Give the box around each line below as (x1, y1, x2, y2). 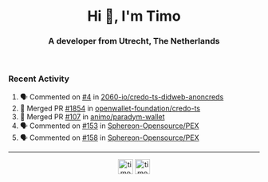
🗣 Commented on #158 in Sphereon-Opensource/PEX (19, 133, 199, 142)
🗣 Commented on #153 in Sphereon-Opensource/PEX (19, 121, 199, 130)
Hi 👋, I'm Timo (87, 7, 181, 25)
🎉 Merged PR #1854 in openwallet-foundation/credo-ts (19, 103, 201, 113)
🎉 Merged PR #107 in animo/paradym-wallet (19, 111, 165, 122)
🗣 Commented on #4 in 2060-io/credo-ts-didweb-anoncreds (19, 91, 224, 102)
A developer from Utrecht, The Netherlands (48, 36, 220, 47)
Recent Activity (8, 73, 70, 84)
